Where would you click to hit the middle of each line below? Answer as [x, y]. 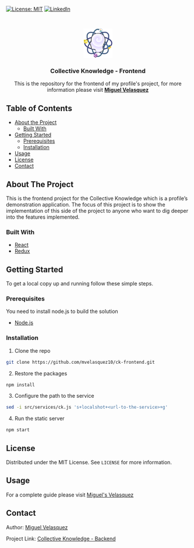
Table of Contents [39, 108]
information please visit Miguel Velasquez [98, 90]
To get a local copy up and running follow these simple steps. [80, 284]
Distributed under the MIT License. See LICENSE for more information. [89, 462]
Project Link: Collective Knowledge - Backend [61, 539]
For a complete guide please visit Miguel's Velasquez [70, 495]
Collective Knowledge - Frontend [98, 71]
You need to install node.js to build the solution [62, 311]
